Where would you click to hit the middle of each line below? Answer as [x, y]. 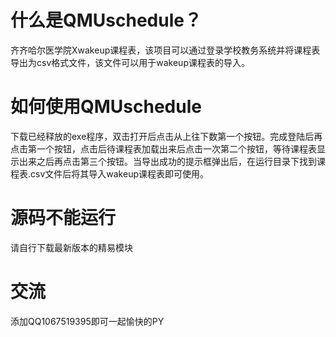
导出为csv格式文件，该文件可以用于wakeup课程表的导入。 [130, 62]
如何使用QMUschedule [106, 107]
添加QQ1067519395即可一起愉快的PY [87, 321]
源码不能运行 [63, 218]
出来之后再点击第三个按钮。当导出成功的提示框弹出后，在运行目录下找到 [167, 161]
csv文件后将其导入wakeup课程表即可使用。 [119, 173]
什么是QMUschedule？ [106, 20]
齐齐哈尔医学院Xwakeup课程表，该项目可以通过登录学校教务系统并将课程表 [165, 50]
